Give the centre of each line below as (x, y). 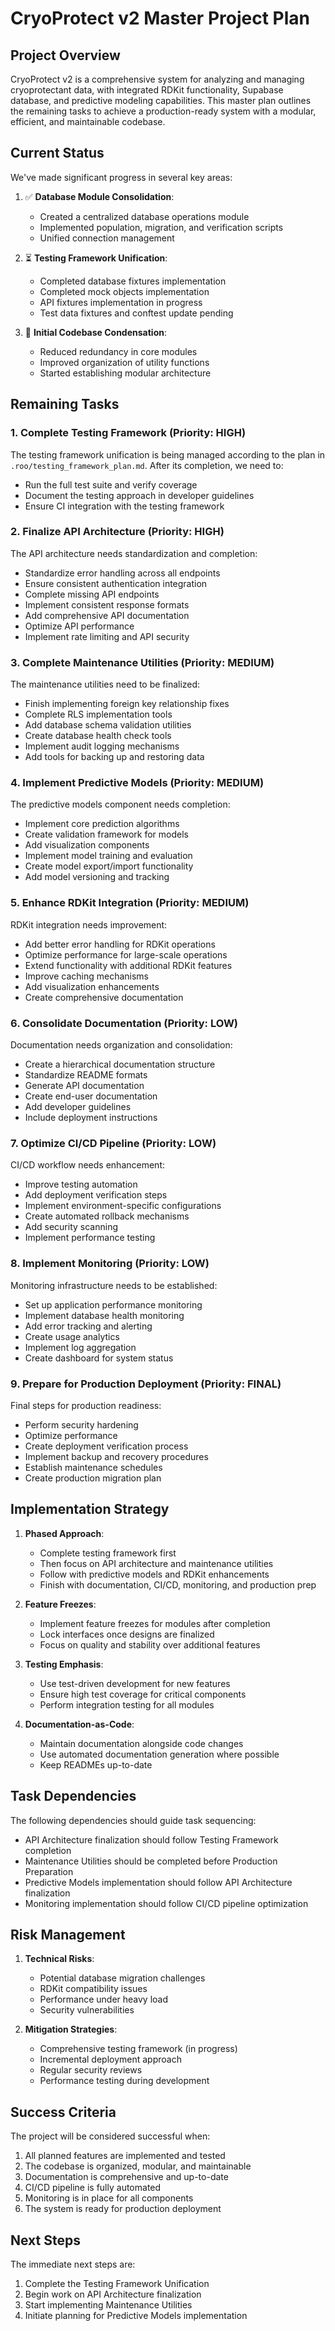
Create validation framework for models (106, 834)
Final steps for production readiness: (86, 1405)
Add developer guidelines (78, 1106)
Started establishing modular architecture (125, 373)
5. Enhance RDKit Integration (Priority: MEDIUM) (130, 903)
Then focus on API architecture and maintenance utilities (156, 1563)
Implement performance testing (90, 1238)
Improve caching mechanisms (86, 976)
